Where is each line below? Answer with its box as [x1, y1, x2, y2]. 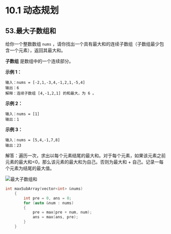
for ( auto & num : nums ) [23, 200, 74, 206]
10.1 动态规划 [5, 5, 59, 16]
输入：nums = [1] [5, 111, 40, 116]
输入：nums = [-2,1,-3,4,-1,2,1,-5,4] [5, 80, 85, 85]
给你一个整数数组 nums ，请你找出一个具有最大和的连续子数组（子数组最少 [5, 41, 160, 47]
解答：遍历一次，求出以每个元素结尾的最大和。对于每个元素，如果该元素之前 [5, 153, 166, 158]
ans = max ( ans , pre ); [32, 215, 79, 220]
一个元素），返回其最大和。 [9, 47, 66, 53]
